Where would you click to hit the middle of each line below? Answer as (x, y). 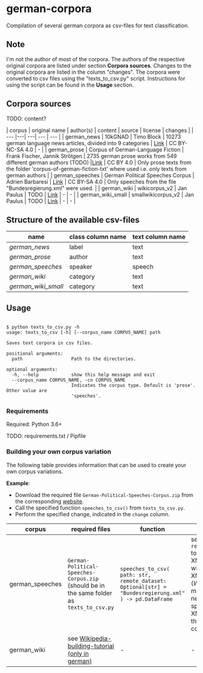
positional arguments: (35, 354)
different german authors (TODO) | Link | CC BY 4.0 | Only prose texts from (99, 162)
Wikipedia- (95, 639)
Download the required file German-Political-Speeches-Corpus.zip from (104, 494)
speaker (81, 267)
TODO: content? (26, 118)
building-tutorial (91, 646)
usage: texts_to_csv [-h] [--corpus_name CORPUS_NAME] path (84, 333)
